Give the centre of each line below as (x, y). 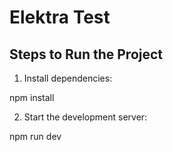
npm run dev (35, 136)
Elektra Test (60, 17)
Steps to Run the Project (86, 54)
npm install (32, 97)
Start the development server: (85, 117)
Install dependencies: (68, 78)
